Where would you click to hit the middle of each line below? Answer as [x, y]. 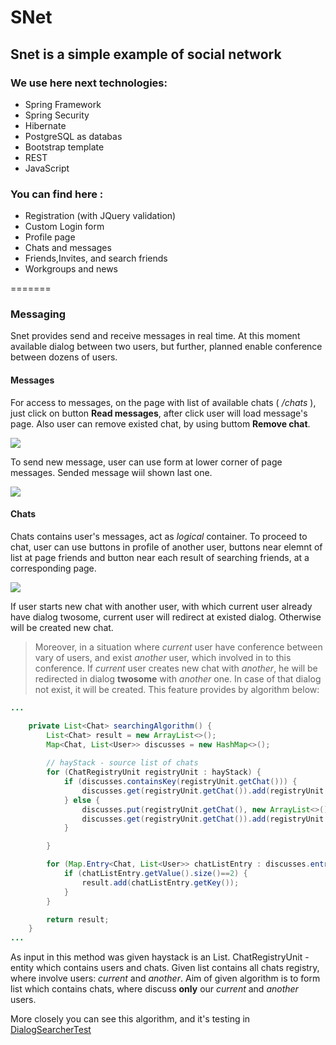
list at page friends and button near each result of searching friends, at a [160, 557]
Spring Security [57, 115]
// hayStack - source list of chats [122, 763]
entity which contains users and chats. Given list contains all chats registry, [165, 968]
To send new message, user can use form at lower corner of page [146, 462]
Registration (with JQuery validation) [100, 216]
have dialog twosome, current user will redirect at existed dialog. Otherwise [166, 617]
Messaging [38, 314]
